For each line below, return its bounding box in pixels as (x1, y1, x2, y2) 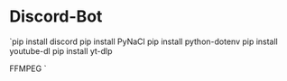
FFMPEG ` (9, 63, 47, 74)
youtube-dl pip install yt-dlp (9, 45, 113, 56)
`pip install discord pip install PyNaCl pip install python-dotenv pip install (9, 36, 278, 47)
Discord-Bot (9, 6, 103, 27)
